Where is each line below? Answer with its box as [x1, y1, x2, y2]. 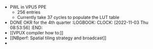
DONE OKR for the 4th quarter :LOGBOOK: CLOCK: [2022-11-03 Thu [9, 19, 149, 25]
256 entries [17, 9, 41, 15]
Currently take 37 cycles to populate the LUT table [17, 15, 120, 20]
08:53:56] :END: [9, 25, 43, 31]
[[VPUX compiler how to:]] [9, 30, 63, 35]
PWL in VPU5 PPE [9, 4, 47, 10]
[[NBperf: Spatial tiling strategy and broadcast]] [9, 35, 107, 41]
